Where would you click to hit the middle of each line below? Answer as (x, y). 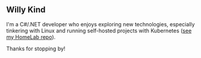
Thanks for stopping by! (36, 48)
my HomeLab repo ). (31, 37)
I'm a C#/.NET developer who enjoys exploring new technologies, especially (100, 24)
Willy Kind (26, 10)
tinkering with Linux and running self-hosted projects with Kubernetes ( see (99, 30)
